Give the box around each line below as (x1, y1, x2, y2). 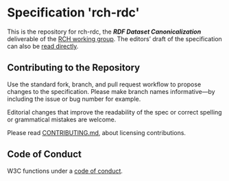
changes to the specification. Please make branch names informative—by (7, 87, 215, 95)
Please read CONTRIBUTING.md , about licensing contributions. (7, 128, 186, 136)
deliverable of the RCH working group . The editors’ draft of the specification (7, 34, 223, 43)
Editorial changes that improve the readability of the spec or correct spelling (7, 108, 222, 116)
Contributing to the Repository (7, 62, 141, 73)
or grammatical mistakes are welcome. (7, 115, 117, 123)
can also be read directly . (7, 42, 79, 50)
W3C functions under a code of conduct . (7, 167, 123, 175)
